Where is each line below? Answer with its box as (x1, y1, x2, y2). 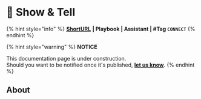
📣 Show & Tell (6, 5, 76, 19)
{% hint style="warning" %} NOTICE (6, 43, 98, 50)
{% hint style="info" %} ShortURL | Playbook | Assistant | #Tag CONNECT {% (6, 25, 196, 32)
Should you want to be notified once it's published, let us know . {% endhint (6, 61, 195, 68)
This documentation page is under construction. (6, 55, 127, 62)
